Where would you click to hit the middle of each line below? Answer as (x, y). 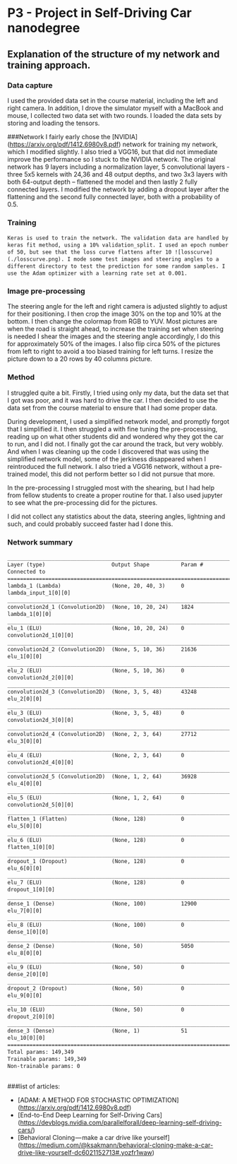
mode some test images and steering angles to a (146, 259)
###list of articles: (34, 1086)
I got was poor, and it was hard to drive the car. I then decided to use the (113, 400)
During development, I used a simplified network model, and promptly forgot (119, 421)
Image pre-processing (47, 291)
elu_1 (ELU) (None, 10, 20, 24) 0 (96, 629)
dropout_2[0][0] (31, 1017)
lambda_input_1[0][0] (39, 593)
